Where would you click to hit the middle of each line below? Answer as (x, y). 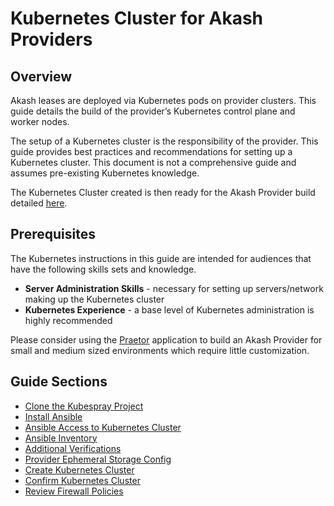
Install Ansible (53, 416)
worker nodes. (40, 121)
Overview (41, 76)
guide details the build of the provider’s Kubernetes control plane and (153, 111)
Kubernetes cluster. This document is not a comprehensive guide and (153, 162)
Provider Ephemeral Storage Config (98, 459)
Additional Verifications (73, 448)
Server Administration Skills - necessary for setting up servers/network (174, 288)
